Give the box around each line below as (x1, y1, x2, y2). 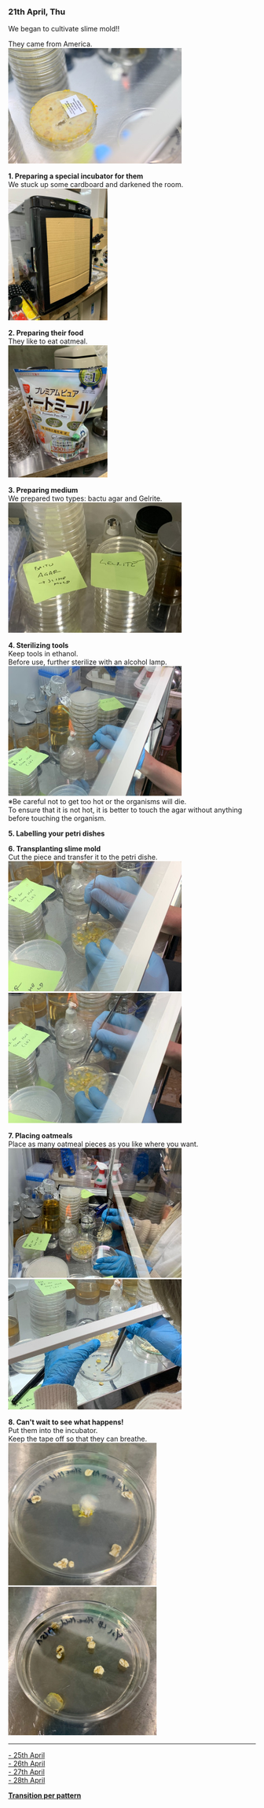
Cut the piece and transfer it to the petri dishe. (8, 852, 158, 862)
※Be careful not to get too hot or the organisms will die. (8, 797, 187, 807)
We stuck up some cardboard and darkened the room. (8, 179, 184, 189)
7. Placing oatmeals (8, 1130, 73, 1140)
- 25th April (8, 1751, 46, 1760)
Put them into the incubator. (8, 1425, 98, 1435)
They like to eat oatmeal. (8, 336, 88, 346)
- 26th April (8, 1759, 46, 1769)
